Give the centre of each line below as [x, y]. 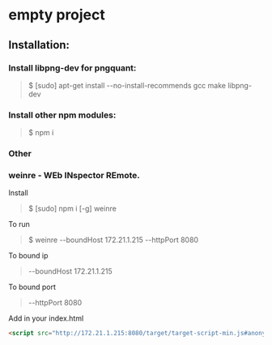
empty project [57, 15]
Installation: [39, 45]
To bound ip [28, 256]
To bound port [32, 287]
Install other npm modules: [62, 115]
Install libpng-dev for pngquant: [72, 68]
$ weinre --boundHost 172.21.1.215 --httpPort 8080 [113, 240]
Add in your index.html [46, 318]
